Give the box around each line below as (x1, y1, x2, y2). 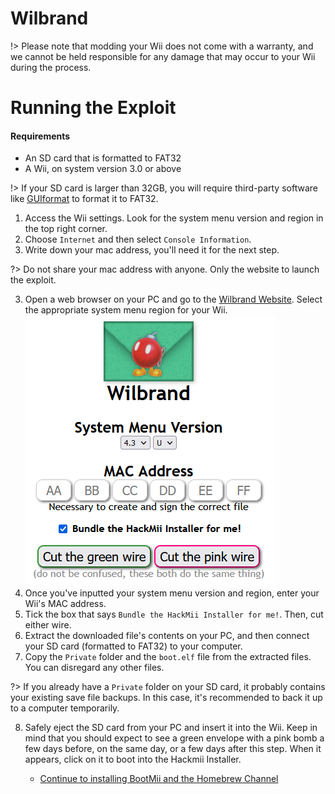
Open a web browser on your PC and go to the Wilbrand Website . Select (24, 293, 323, 306)
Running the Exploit (10, 97, 177, 119)
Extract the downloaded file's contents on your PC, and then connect (24, 630, 310, 642)
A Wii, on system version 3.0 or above (24, 163, 182, 175)
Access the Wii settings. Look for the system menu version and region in (24, 212, 324, 224)
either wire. (24, 619, 72, 631)
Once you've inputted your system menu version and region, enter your (24, 587, 320, 599)
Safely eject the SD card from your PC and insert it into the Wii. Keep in (24, 722, 318, 734)
